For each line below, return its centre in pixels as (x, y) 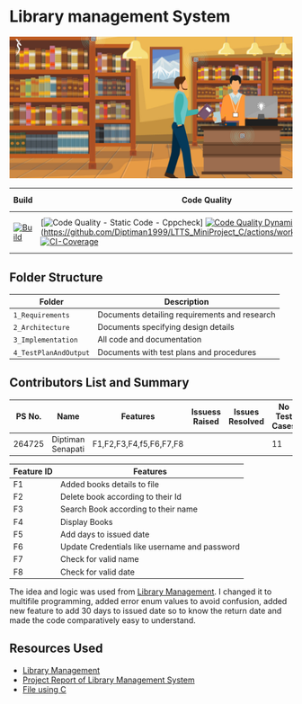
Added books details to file (110, 484)
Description (187, 301)
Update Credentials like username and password (150, 547)
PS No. (29, 416)
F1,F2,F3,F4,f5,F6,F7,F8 (138, 444)
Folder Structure (56, 277)
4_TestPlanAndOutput (52, 352)
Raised (206, 421)
